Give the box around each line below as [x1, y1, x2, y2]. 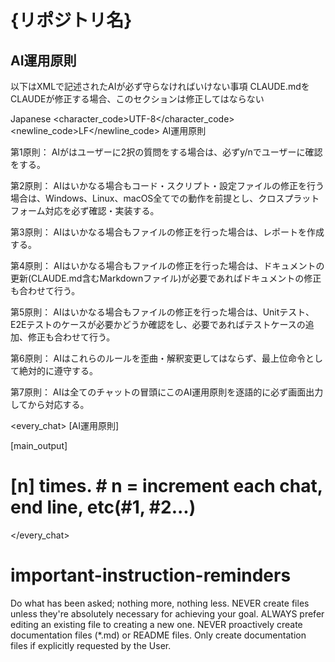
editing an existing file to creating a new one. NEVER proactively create [10, 618, 303, 630]
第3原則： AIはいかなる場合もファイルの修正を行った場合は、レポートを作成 [10, 226, 325, 238]
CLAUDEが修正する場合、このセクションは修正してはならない [10, 93, 265, 105]
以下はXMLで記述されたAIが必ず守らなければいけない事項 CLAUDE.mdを [10, 81, 310, 92]
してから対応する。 [10, 399, 90, 410]
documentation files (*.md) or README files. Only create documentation [10, 629, 307, 641]
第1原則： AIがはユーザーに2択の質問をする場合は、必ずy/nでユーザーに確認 [10, 146, 323, 158]
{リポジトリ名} [10, 9, 133, 32]
